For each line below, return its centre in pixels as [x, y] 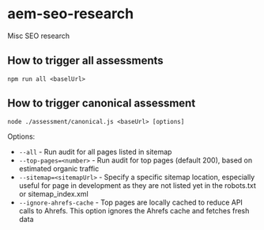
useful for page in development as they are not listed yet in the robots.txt [137, 185]
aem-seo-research [71, 14]
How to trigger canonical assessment [102, 103]
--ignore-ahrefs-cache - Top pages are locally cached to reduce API [130, 202]
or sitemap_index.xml [53, 194]
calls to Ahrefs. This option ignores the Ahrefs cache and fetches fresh [134, 210]
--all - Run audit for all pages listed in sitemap [95, 151]
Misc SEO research [39, 36]
